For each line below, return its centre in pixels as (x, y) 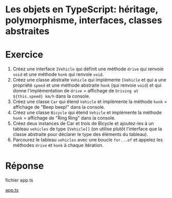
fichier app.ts (19, 180)
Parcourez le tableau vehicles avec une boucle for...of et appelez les (88, 140)
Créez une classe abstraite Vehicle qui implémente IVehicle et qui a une (89, 80)
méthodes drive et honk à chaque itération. (58, 145)
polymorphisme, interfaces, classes (84, 20)
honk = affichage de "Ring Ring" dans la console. (64, 118)
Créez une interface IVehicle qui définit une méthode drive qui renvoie (88, 69)
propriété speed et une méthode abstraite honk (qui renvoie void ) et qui (87, 85)
